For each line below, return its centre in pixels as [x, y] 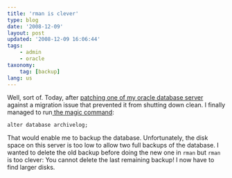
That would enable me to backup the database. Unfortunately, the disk [108, 138]
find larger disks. [31, 168]
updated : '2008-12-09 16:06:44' [54, 39]
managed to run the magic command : [61, 112]
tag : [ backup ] [40, 71]
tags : [15, 46]
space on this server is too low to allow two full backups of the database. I [113, 145]
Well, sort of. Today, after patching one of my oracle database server [105, 98]
